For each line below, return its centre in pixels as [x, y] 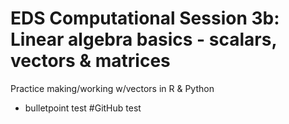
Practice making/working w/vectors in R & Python [112, 88]
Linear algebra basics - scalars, [143, 39]
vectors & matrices [90, 61]
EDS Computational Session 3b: [145, 18]
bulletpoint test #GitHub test [83, 108]
